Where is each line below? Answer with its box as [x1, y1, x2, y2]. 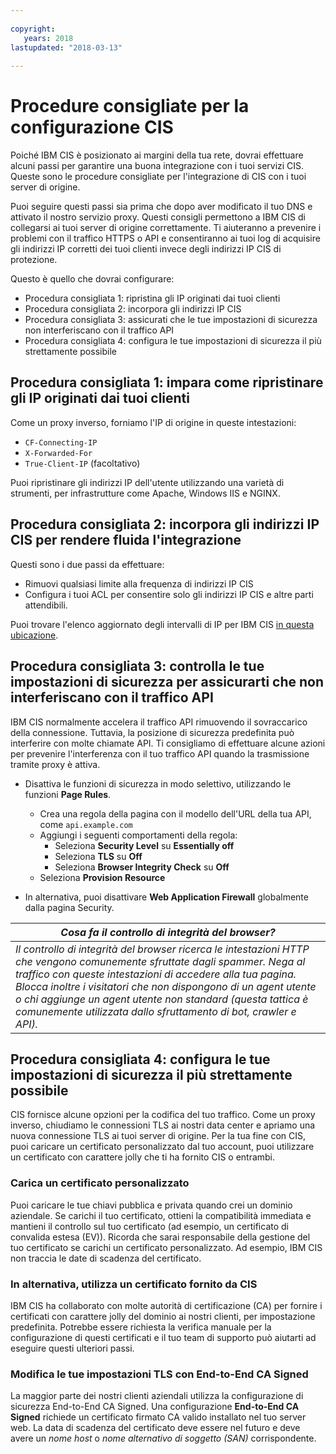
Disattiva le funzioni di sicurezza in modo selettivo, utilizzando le [24, 777, 292, 790]
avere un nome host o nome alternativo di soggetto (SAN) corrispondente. [10, 1432, 317, 1445]
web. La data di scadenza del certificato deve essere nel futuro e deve [10, 1422, 301, 1434]
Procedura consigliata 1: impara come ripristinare [10, 374, 324, 391]
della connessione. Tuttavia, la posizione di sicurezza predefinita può [10, 726, 295, 738]
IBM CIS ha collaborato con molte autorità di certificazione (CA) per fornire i [10, 1299, 323, 1311]
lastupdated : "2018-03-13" [10, 42, 123, 53]
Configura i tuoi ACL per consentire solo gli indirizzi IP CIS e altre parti [24, 588, 314, 600]
